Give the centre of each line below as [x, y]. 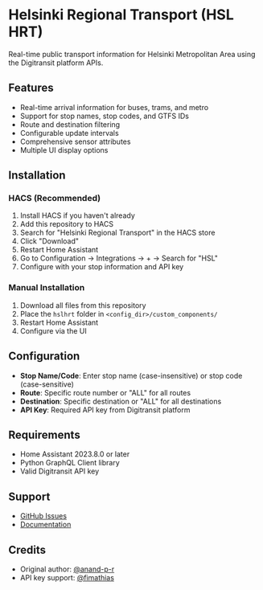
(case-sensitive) [47, 384]
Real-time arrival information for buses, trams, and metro [114, 107]
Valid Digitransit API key [60, 471]
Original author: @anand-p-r [67, 569]
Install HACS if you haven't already [77, 215]
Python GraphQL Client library [70, 463]
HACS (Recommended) [55, 199]
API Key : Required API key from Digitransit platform [105, 410]
